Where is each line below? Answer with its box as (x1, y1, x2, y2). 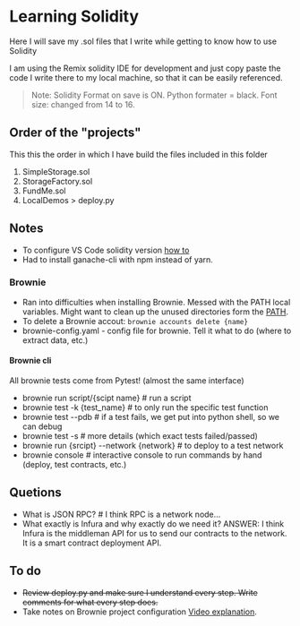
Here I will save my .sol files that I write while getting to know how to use (9, 36, 278, 47)
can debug (21, 421, 63, 432)
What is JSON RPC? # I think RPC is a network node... (21, 509, 221, 519)
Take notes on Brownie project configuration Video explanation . (21, 606, 258, 617)
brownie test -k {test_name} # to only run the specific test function (21, 402, 269, 413)
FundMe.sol (21, 185, 66, 196)
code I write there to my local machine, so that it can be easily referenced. (9, 72, 283, 82)
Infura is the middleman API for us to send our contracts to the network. (21, 527, 287, 538)
